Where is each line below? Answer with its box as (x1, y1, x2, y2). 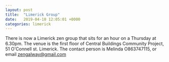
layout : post (5, 7, 33, 13)
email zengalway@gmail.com (5, 51, 66, 57)
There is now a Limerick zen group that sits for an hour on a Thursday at (5, 35, 156, 41)
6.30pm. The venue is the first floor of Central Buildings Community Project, (5, 41, 164, 47)
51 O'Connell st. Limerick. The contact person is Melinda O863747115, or (5, 46, 157, 52)
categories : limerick (5, 21, 51, 27)
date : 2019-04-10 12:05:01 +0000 (5, 17, 81, 22)
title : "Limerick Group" (5, 12, 60, 17)
